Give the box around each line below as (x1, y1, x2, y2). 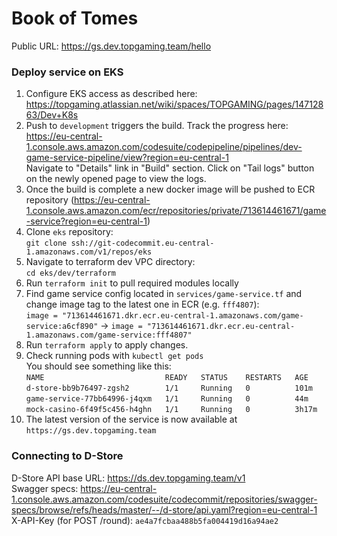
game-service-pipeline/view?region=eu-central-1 (25, 152, 229, 164)
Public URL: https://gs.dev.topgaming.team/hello (11, 40, 212, 52)
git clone (25, 238, 68, 249)
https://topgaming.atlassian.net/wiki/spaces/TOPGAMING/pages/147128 (25, 98, 324, 111)
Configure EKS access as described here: (25, 88, 198, 100)
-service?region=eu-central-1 (25, 215, 148, 227)
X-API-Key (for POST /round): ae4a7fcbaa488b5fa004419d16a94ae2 (11, 514, 279, 526)
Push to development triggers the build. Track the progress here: (25, 120, 289, 132)
